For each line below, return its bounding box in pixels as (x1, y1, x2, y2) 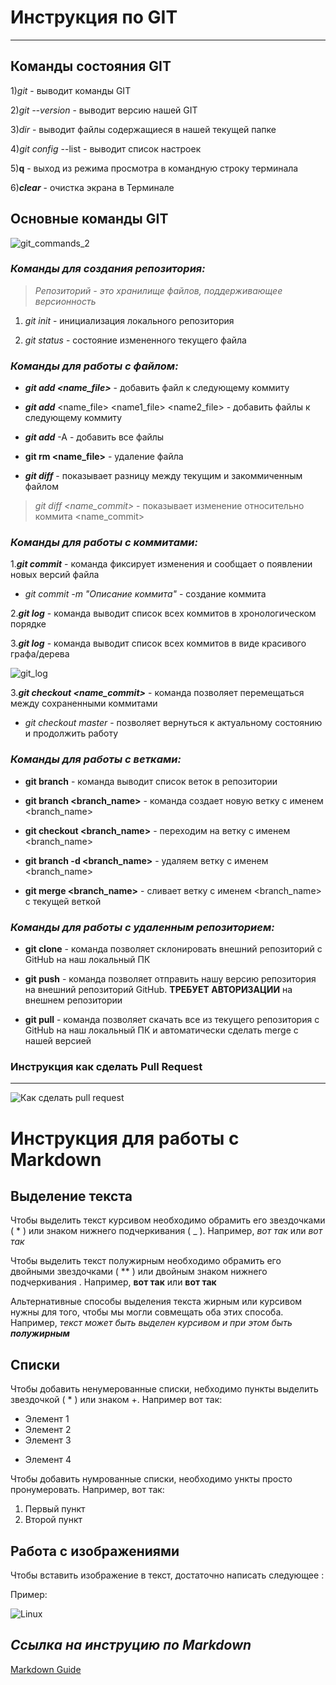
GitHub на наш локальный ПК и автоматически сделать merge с (24, 1024, 299, 1036)
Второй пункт (24, 1514, 83, 1526)
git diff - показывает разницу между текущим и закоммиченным (24, 470, 303, 482)
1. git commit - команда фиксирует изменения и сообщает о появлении (10, 558, 313, 570)
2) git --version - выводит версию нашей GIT (10, 104, 198, 116)
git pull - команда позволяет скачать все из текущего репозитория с (24, 1014, 320, 1026)
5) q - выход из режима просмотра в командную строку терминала (10, 162, 299, 174)
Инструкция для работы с (10, 1127, 240, 1150)
